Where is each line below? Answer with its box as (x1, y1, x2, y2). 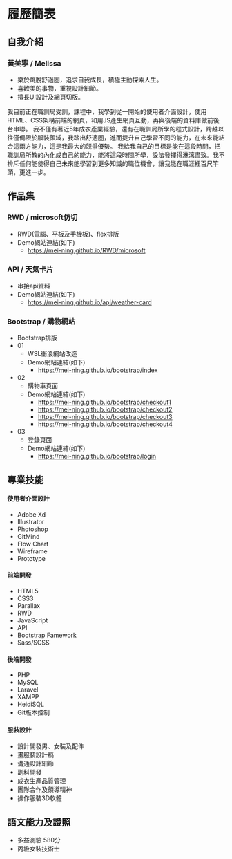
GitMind (17, 532, 40, 540)
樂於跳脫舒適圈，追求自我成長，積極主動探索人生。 (17, 75, 163, 84)
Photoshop (17, 525, 48, 533)
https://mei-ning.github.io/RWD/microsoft (27, 246, 146, 255)
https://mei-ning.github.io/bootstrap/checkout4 (37, 420, 173, 429)
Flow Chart (17, 539, 49, 548)
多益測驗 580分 (17, 836, 61, 844)
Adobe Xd (17, 510, 46, 519)
